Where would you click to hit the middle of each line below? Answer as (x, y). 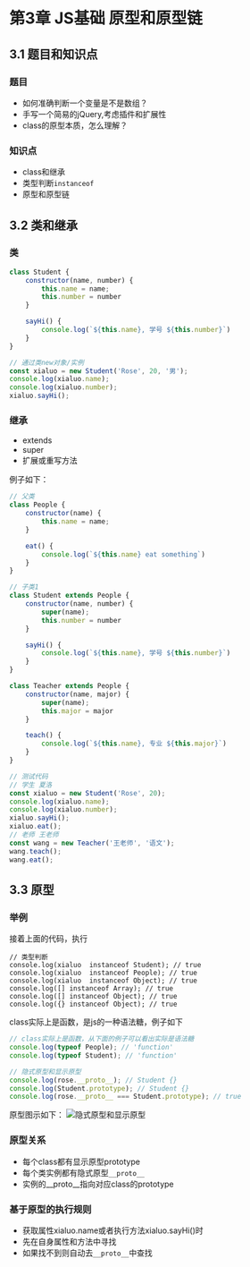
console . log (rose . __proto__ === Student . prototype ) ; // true (125, 1097)
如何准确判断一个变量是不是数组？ (85, 103)
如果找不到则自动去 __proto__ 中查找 (87, 1253)
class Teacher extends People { (69, 686)
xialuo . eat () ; (36, 827)
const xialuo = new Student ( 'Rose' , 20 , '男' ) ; (99, 371)
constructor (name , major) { (77, 694)
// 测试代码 (29, 776)
